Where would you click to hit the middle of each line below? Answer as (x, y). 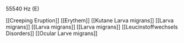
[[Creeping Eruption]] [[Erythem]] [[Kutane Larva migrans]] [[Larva (90, 20)
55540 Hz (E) (23, 9)
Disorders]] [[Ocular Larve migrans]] (52, 33)
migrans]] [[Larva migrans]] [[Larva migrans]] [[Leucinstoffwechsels (92, 27)
